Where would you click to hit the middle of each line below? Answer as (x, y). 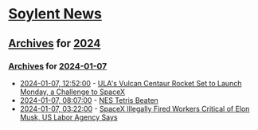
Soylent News (55, 14)
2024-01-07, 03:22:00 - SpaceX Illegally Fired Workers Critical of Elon (135, 108)
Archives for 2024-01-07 (58, 66)
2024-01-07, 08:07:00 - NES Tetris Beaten (89, 100)
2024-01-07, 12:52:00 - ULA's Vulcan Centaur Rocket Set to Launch (131, 83)
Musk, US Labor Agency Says (68, 117)
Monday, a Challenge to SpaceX (72, 92)
